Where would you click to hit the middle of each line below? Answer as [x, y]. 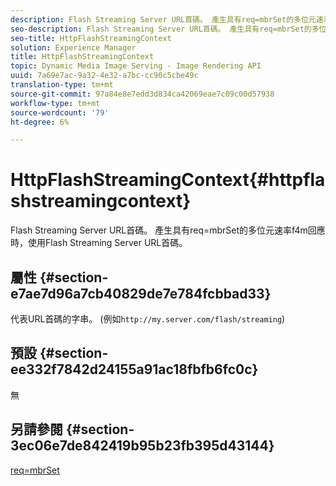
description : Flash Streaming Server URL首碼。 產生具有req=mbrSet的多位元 [163, 19]
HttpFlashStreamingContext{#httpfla [168, 180]
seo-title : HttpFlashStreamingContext [91, 38]
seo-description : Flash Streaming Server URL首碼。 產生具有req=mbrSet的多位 [168, 29]
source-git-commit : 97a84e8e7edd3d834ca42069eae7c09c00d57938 [142, 94]
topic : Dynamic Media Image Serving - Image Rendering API [136, 66]
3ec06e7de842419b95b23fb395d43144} [142, 446]
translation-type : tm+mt [62, 85]
